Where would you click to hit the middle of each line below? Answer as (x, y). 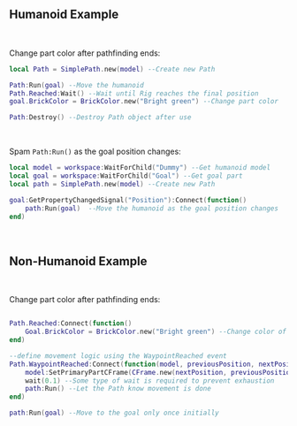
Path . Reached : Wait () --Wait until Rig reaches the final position (134, 93)
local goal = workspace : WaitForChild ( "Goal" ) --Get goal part (126, 176)
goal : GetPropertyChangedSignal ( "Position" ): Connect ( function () (128, 200)
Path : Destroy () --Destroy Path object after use (100, 118)
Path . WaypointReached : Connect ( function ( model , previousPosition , (132, 364)
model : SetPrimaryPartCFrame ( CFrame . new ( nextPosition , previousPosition (160, 372)
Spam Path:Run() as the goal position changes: (95, 152)
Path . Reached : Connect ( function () (71, 323)
